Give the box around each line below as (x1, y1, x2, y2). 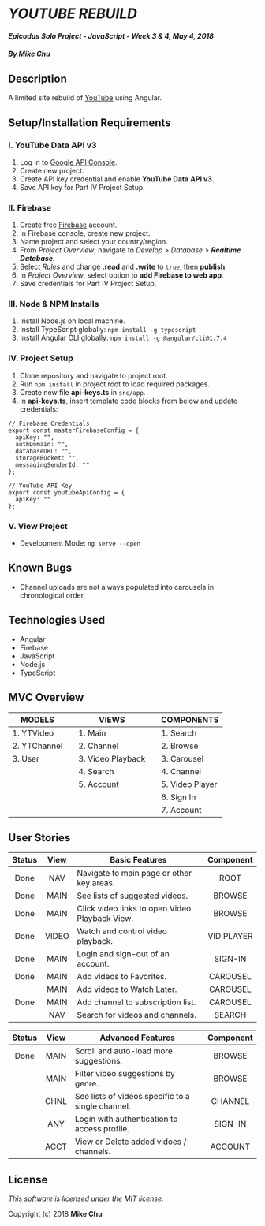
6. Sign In (160, 792, 196, 803)
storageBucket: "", (15, 454, 80, 462)
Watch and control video (77, 926, 168, 937)
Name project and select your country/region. (19, 237, 168, 247)
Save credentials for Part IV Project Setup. (19, 279, 157, 289)
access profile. (74, 1124, 130, 1135)
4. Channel (160, 766, 202, 777)
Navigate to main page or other (77, 868, 192, 879)
